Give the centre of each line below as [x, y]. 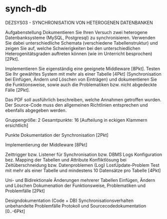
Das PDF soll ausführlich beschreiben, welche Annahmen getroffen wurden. [83, 99]
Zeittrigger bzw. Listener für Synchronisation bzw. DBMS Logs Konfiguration [84, 154]
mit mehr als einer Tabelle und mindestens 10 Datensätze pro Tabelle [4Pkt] [83, 170]
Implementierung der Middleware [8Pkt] [46, 145]
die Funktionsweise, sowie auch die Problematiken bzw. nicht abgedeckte [81, 84]
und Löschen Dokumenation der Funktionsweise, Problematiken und [75, 185]
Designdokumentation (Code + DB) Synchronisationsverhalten [69, 200]
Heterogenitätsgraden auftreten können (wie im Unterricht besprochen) [79, 54]
